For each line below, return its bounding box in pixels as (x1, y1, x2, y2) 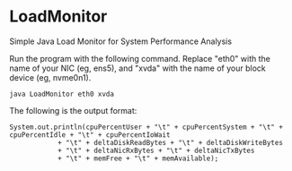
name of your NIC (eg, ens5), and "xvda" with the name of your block (9, 63, 267, 73)
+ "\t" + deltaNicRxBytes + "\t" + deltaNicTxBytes (57, 146, 255, 155)
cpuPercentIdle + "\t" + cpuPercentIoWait (9, 130, 171, 140)
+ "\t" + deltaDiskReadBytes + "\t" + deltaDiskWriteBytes (57, 138, 283, 147)
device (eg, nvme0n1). (9, 72, 92, 82)
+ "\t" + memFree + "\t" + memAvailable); (57, 154, 219, 163)
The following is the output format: (9, 105, 137, 115)
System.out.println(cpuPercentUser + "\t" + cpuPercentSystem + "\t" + (9, 123, 283, 132)
